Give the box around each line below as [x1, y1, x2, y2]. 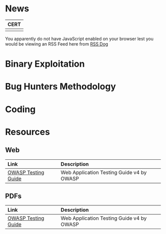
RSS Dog [90, 41, 109, 47]
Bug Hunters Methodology [5, 81, 116, 92]
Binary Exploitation [5, 58, 85, 70]
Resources [5, 126, 50, 138]
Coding [5, 103, 36, 115]
